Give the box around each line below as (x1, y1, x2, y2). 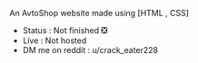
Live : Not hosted (22, 35, 87, 46)
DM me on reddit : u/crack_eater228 (22, 45, 159, 55)
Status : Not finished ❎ (22, 25, 108, 35)
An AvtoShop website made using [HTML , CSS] (9, 8, 189, 18)
